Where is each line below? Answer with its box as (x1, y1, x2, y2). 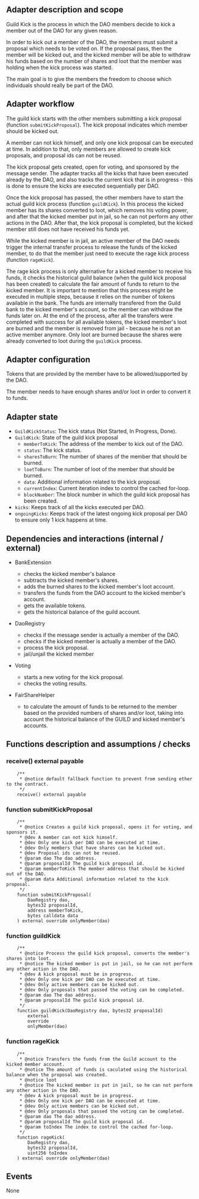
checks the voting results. (23, 680, 87, 687)
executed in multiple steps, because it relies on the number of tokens (6, 293, 175, 300)
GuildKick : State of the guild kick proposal (14, 434, 119, 441)
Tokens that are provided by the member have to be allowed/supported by (6, 370, 188, 377)
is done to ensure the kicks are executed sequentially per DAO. (6, 182, 160, 190)
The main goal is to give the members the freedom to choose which (6, 75, 172, 82)
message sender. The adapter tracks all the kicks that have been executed (6, 169, 188, 176)
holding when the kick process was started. (6, 64, 113, 71)
